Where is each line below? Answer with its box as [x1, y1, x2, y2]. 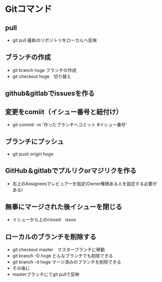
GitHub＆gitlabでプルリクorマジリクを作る [5, 167, 137, 175]
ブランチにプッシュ [5, 138, 64, 146]
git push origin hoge [12, 151, 54, 157]
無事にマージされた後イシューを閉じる [5, 203, 122, 211]
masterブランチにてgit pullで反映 [12, 272, 80, 278]
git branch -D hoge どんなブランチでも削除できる [12, 253, 113, 259]
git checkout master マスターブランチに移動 [12, 247, 105, 253]
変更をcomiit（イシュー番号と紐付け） [5, 107, 123, 116]
